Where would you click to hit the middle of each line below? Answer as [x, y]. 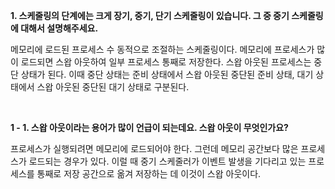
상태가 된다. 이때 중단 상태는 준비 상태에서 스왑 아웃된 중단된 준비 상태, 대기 [167, 74]
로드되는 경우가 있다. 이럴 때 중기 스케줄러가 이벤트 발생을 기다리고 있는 [167, 161]
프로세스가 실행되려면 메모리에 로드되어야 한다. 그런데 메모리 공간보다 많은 [154, 148]
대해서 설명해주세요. [59, 28]
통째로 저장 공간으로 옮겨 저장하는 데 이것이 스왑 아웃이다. [149, 173]
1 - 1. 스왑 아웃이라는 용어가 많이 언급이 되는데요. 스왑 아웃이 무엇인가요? [149, 127]
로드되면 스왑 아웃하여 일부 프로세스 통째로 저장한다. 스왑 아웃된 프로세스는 [166, 62]
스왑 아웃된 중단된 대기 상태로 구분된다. [113, 87]
